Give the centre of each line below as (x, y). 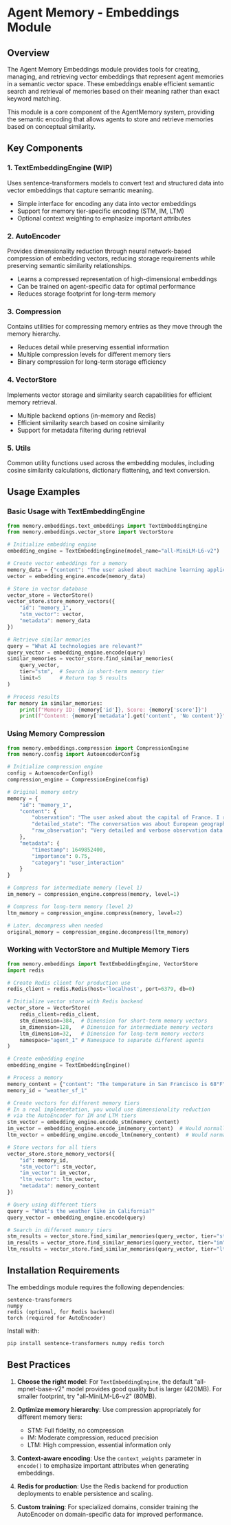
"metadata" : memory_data (55, 621)
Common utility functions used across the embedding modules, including (111, 462)
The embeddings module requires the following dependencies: (96, 1287)
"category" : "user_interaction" (78, 863)
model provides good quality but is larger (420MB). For (144, 1389)
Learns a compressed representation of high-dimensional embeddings (117, 279)
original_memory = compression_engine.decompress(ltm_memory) (98, 932)
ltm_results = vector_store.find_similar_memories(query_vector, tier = (112, 1249)
